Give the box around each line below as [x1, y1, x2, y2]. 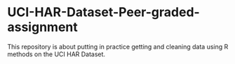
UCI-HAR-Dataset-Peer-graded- [7, 4, 200, 20]
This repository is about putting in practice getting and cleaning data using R [7, 42, 229, 51]
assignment [7, 19, 79, 35]
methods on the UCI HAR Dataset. [7, 50, 106, 58]
